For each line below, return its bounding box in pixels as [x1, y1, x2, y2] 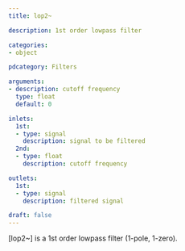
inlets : [8, 115, 35, 123]
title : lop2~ [8, 11, 52, 20]
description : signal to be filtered [23, 137, 146, 145]
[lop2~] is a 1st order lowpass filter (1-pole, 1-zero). [8, 233, 179, 243]
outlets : [8, 174, 38, 182]
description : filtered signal [23, 197, 125, 205]
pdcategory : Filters [8, 63, 78, 71]
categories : [8, 41, 48, 49]
